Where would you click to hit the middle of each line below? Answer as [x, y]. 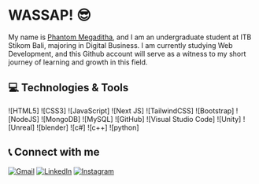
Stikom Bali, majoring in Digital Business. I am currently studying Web [121, 45]
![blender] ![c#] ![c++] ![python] [88, 127]
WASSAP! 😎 [50, 15]
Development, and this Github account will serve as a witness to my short [127, 53]
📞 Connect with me [54, 152]
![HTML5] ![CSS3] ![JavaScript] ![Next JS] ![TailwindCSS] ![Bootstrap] [121, 110]
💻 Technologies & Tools [68, 88]
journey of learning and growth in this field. [78, 62]
